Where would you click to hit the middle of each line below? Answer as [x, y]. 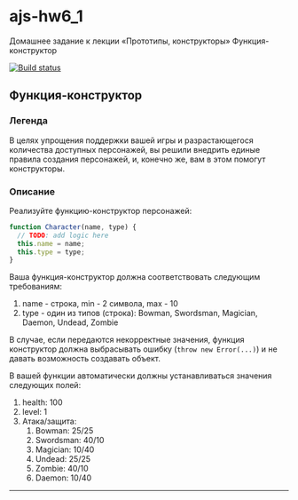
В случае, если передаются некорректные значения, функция [127, 340]
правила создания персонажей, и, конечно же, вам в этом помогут [137, 159]
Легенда [29, 121]
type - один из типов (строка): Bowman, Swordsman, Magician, [140, 313]
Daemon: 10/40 [63, 478]
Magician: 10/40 [65, 449]
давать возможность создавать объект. [85, 359]
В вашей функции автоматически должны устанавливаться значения [141, 376]
